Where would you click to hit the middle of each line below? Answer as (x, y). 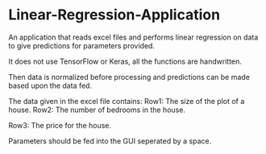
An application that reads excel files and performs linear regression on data (133, 37)
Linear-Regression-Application (114, 15)
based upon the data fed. (50, 85)
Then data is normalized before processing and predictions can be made (129, 77)
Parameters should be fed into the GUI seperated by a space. (110, 141)
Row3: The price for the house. (60, 125)
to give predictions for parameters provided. (82, 45)
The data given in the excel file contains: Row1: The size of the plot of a (127, 101)
